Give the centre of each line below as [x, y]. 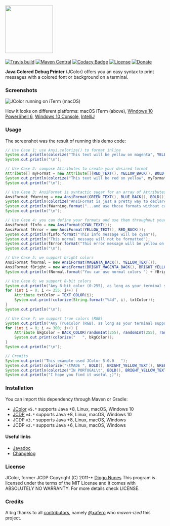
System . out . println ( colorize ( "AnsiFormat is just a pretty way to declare [86, 202]
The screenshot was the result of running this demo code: [66, 141]
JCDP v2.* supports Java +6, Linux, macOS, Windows [69, 425]
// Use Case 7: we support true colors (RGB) [54, 318]
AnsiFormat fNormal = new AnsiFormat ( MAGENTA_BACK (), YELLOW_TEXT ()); [81, 262]
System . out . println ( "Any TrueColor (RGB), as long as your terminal [79, 323]
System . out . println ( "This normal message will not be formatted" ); [78, 239]
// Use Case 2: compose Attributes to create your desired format [77, 169]
